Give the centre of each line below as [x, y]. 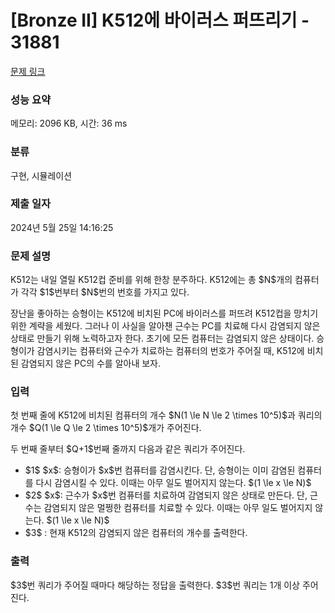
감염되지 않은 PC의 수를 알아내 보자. [91, 363]
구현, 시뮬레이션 [41, 175]
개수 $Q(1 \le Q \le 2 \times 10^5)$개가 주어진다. [106, 428]
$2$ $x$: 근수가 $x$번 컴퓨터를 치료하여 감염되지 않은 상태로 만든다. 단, [166, 495]
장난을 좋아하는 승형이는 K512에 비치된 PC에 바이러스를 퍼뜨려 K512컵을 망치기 [164, 313]
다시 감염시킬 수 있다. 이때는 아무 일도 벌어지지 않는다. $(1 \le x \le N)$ [173, 483]
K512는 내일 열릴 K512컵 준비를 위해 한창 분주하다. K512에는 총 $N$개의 [151, 280]
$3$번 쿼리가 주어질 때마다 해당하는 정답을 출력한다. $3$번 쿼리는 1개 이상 [155, 585]
